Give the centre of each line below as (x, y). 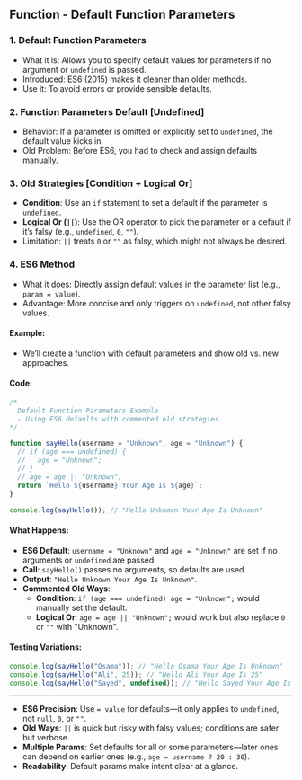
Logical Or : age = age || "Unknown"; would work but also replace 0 (160, 617)
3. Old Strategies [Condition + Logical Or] (101, 183)
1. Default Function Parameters (78, 40)
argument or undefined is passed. (84, 69)
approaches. (46, 362)
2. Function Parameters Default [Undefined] (107, 111)
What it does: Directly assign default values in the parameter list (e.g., (151, 284)
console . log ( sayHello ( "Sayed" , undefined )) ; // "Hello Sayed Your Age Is (151, 683)
